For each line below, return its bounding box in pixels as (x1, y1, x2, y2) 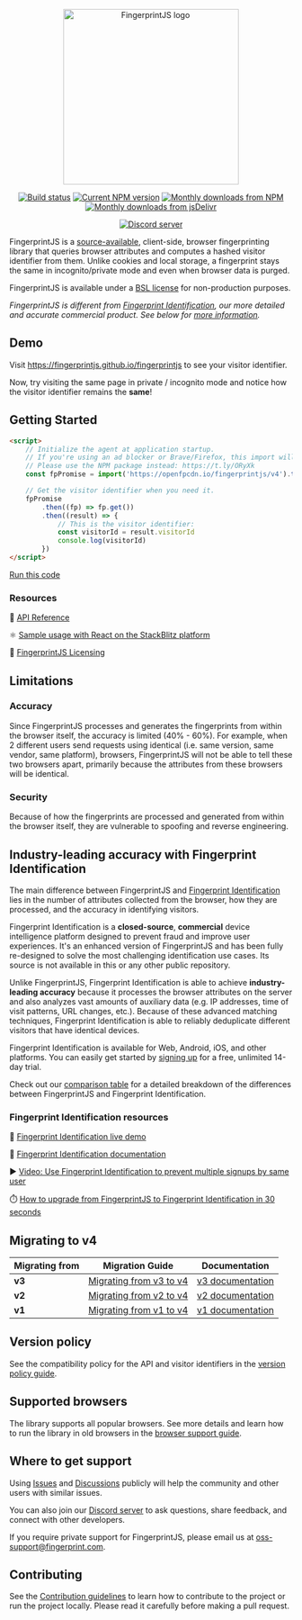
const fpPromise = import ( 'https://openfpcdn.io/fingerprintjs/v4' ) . (25, 470, 292, 479)
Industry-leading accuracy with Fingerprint (9, 847, 257, 862)
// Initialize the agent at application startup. (25, 445, 216, 454)
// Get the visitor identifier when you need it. (25, 486, 216, 495)
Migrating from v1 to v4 (88, 1304, 189, 1317)
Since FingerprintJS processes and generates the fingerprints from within (9, 720, 282, 731)
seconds (9, 1207, 42, 1218)
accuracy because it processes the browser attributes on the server (39, 986, 293, 997)
